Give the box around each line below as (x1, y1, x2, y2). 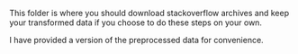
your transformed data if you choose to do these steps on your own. (9, 17, 263, 28)
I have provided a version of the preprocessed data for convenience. (9, 35, 264, 45)
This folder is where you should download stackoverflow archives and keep (9, 8, 290, 18)
